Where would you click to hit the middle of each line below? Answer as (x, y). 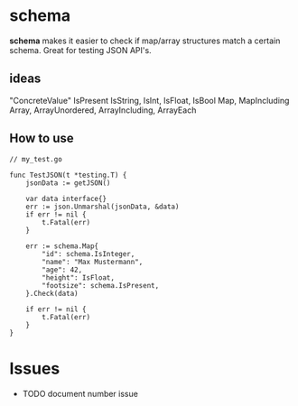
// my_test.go (36, 159)
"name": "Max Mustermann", (93, 262)
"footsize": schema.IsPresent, (101, 285)
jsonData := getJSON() (68, 183)
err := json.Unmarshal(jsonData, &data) (102, 207)
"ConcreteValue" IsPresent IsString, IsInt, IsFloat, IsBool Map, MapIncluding (149, 100)
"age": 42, (62, 270)
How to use (42, 138)
